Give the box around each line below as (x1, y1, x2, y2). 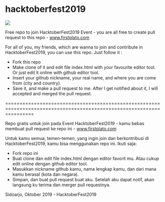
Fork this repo (12, 59, 41, 65)
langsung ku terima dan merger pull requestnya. (12, 182, 110, 188)
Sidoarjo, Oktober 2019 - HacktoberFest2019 (5, 191, 97, 197)
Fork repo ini (12, 150, 39, 156)
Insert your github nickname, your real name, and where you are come (12, 74, 156, 80)
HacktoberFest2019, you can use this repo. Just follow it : (5, 49, 122, 55)
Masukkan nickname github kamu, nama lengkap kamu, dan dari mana (12, 166, 157, 172)
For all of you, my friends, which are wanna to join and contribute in (5, 44, 143, 50)
